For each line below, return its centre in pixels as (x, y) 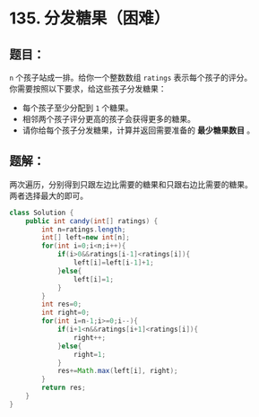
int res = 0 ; (62, 304)
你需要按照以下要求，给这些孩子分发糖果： (88, 89)
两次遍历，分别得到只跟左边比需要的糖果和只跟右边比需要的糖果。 (131, 184)
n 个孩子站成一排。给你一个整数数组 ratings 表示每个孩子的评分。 (131, 78)
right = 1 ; (89, 354)
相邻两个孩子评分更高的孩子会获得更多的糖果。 (108, 119)
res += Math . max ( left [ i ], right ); (117, 371)
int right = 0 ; (66, 313)
